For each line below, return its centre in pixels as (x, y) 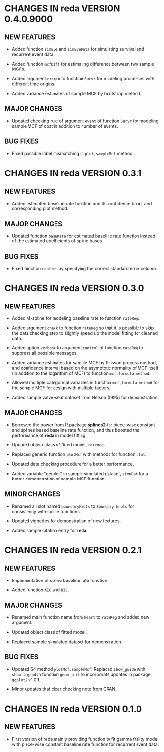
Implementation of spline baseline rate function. (60, 580)
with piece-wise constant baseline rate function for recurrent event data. (85, 744)
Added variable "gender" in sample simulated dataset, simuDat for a (80, 474)
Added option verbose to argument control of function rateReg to (77, 348)
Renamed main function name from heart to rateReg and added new (81, 617)
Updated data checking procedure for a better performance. (73, 464)
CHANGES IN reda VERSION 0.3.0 (74, 288)
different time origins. (33, 84)
